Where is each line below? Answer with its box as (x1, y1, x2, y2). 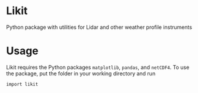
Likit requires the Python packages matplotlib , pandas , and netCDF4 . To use (6, 64, 190, 71)
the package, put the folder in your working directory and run (6, 69, 156, 77)
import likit (6, 81, 39, 87)
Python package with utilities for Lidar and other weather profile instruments (6, 24, 193, 31)
